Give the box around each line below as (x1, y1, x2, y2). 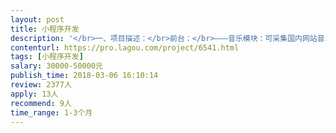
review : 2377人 (10, 80, 72, 90)
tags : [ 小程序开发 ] (10, 52, 84, 62)
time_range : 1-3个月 (10, 107, 93, 118)
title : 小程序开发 (10, 24, 80, 34)
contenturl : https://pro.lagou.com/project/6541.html (10, 42, 240, 53)
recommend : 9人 (10, 98, 72, 108)
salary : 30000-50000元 (10, 61, 103, 71)
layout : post (10, 14, 65, 25)
